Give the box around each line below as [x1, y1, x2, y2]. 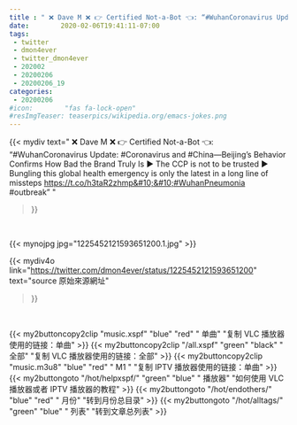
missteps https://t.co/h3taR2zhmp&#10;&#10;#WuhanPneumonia [9, 178, 246, 189]
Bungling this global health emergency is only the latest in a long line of [9, 168, 269, 179]
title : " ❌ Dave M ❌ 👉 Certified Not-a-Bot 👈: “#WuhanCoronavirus [9, 12, 273, 22]
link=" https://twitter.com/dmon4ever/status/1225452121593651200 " [9, 265, 258, 275]
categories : [9, 87, 53, 96]
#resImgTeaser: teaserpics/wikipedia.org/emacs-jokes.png [9, 112, 227, 120]
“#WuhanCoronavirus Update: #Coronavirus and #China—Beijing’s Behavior [9, 150, 286, 160]
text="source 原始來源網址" [9, 275, 110, 286]
